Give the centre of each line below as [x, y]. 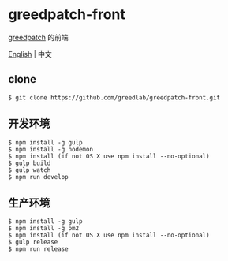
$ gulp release [33, 242]
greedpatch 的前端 [38, 37]
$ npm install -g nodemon [50, 149]
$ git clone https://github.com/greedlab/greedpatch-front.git [114, 97]
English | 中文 [30, 54]
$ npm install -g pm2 [44, 229]
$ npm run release [38, 249]
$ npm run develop [38, 177]
